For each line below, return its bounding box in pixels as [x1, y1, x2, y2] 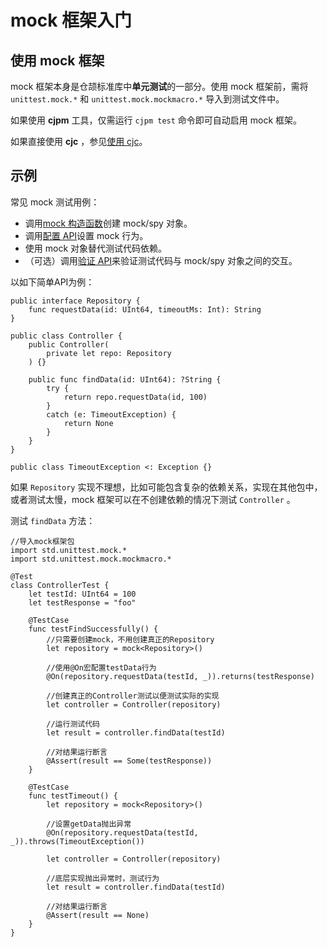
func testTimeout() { [28, 791, 118, 801]
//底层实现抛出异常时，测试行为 [46, 873, 160, 883]
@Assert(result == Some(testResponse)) [46, 756, 213, 766]
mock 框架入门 [10, 9, 133, 32]
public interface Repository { [10, 296, 141, 306]
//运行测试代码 [46, 719, 100, 729]
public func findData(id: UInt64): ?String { [28, 374, 222, 385]
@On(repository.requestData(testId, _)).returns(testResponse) [46, 671, 315, 681]
